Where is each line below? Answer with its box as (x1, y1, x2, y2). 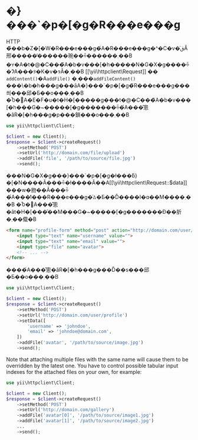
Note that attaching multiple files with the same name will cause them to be (6, 356, 189, 363)
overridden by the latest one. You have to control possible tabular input (6, 362, 179, 369)
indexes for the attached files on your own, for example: (6, 368, 142, 375)
